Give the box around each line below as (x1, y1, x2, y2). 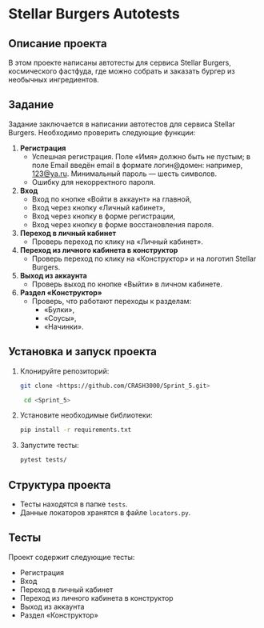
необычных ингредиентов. (8, 75, 100, 84)
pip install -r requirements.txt (19, 426, 132, 434)
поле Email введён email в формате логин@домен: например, (31, 160, 243, 170)
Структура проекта (8, 478, 111, 492)
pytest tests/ (19, 456, 67, 464)
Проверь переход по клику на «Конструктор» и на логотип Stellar (31, 254, 257, 263)
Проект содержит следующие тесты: (8, 552, 135, 562)
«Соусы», (43, 313, 77, 322)
